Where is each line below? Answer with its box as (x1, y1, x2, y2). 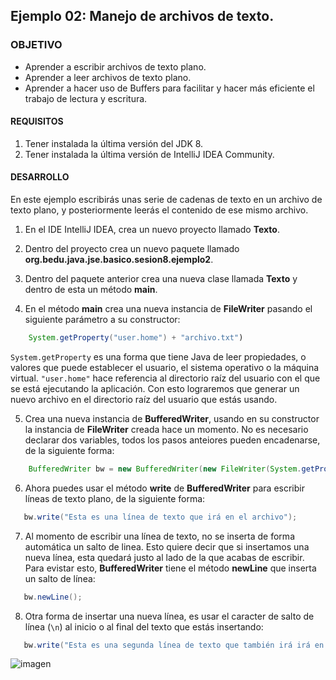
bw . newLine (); (23, 592, 83, 602)
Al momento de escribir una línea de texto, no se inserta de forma (24, 530, 295, 542)
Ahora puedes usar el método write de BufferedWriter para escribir (24, 482, 305, 494)
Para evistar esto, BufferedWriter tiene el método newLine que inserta (24, 562, 317, 574)
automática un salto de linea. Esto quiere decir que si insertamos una (24, 540, 310, 553)
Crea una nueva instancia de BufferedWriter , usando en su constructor (24, 412, 320, 424)
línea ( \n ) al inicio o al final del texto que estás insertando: (24, 620, 264, 633)
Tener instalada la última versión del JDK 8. (24, 137, 204, 149)
